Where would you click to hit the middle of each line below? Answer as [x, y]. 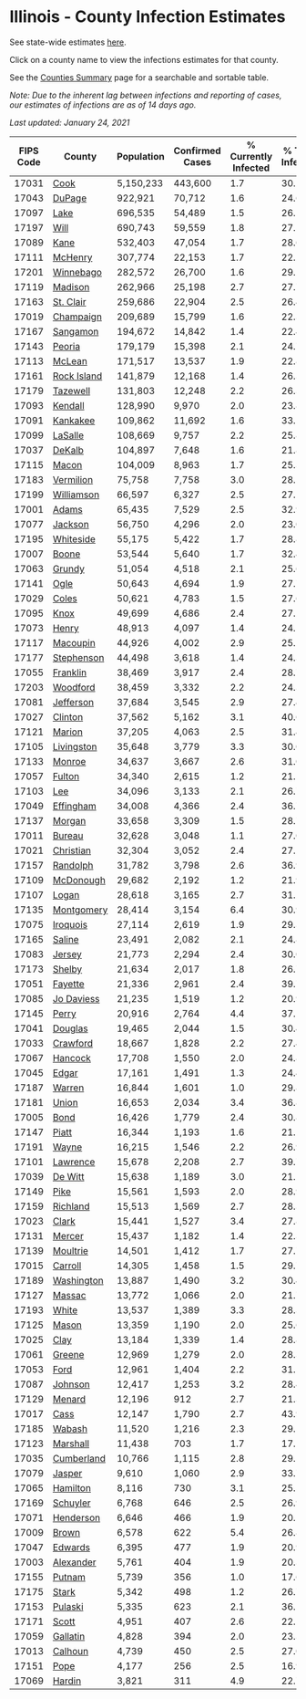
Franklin [70, 672]
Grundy [68, 568]
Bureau [68, 835]
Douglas [70, 1028]
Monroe [69, 761]
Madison [71, 287]
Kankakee [74, 420]
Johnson [71, 1384]
